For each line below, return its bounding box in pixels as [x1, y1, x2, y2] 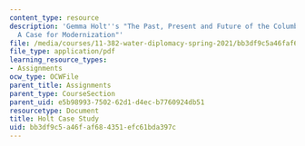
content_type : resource [9, 13, 100, 23]
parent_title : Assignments [9, 81, 112, 90]
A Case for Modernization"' [17, 30, 124, 39]
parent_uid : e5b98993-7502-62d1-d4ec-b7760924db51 [9, 97, 205, 107]
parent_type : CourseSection [9, 89, 116, 98]
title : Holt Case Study [9, 114, 100, 123]
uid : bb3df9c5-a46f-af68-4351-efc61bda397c [9, 123, 177, 132]
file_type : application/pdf [9, 47, 116, 56]
